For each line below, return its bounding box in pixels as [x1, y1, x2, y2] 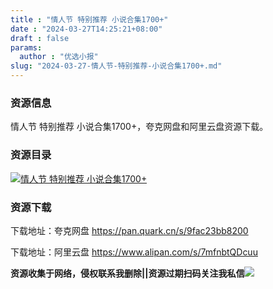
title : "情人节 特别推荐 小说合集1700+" [10, 14, 169, 25]
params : [10, 42, 43, 53]
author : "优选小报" [19, 52, 99, 62]
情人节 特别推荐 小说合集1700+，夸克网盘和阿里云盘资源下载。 [10, 121, 269, 133]
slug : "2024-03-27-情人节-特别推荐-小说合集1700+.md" [10, 61, 223, 71]
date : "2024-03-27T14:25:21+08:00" [10, 24, 163, 34]
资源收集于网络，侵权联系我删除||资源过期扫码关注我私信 [10, 267, 245, 279]
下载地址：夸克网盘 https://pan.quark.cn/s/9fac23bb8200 [10, 224, 249, 236]
